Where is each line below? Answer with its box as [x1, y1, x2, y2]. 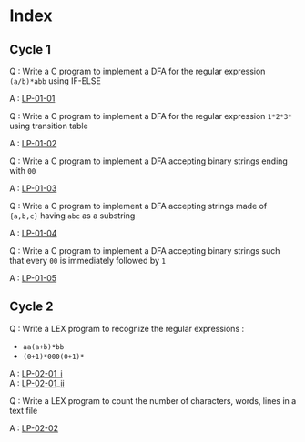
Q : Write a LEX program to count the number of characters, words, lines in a [9, 395, 297, 406]
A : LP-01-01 [9, 93, 56, 104]
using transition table [9, 120, 88, 131]
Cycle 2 [9, 299, 54, 315]
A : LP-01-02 [9, 138, 57, 148]
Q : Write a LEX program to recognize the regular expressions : [9, 323, 244, 334]
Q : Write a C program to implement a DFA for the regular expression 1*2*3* [9, 111, 293, 121]
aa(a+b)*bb [22, 342, 65, 351]
